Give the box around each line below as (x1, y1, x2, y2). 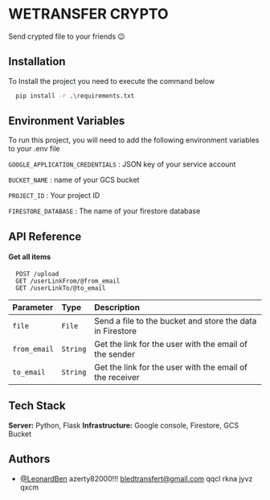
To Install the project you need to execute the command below (8, 76, 215, 85)
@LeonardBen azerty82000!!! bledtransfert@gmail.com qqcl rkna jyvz (19, 473, 253, 483)
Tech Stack (8, 399, 66, 413)
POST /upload (15, 271, 59, 279)
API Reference (8, 229, 82, 243)
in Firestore (93, 325, 137, 337)
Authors (8, 452, 51, 466)
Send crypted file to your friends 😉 (8, 31, 126, 41)
